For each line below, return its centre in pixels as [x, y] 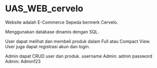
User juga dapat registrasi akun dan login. [48, 46]
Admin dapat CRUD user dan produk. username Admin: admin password [79, 56]
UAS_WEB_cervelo [44, 9]
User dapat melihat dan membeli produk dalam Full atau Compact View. [78, 41]
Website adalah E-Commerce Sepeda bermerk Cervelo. [62, 22]
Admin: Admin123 [23, 61]
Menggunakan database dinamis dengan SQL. [52, 32]
